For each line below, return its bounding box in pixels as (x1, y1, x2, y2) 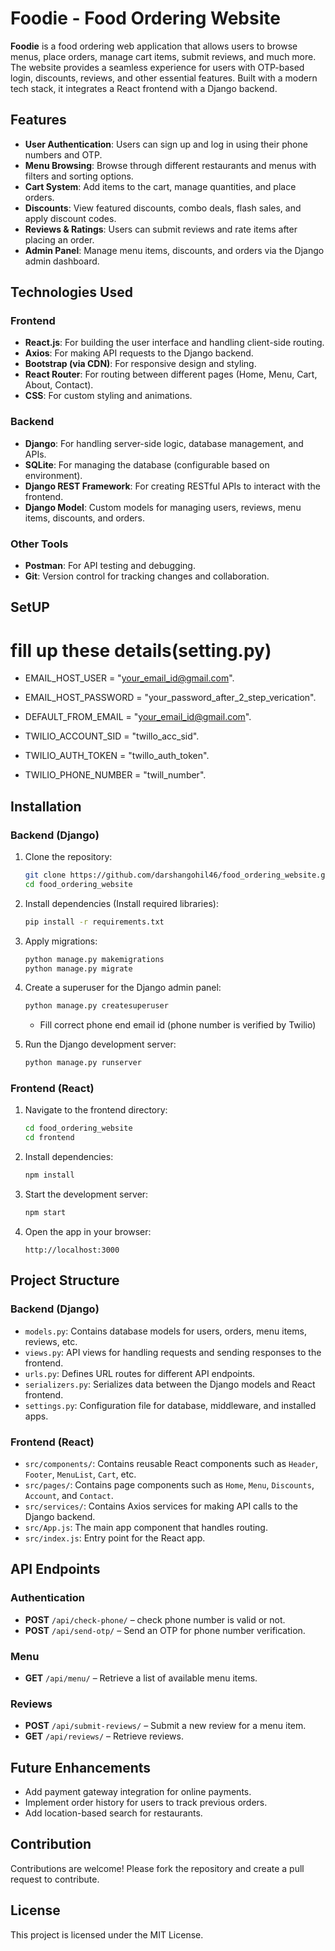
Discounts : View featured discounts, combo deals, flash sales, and (24, 202, 302, 214)
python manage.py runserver (24, 1058, 142, 1068)
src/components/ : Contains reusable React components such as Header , (24, 1457, 318, 1469)
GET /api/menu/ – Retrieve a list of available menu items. (24, 1672, 258, 1684)
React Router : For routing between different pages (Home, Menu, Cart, (24, 368, 318, 381)
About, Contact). (24, 379, 94, 391)
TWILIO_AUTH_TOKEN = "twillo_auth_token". (24, 750, 210, 762)
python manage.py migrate (24, 963, 133, 974)
